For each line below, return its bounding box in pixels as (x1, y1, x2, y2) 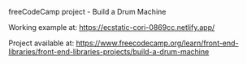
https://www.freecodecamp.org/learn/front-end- (76, 38, 239, 48)
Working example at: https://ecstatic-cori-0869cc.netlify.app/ (8, 23, 215, 32)
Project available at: (8, 38, 75, 48)
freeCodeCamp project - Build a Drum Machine (8, 7, 167, 16)
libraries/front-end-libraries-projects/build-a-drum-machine (8, 47, 210, 56)
